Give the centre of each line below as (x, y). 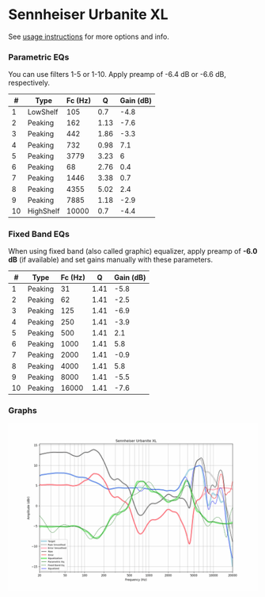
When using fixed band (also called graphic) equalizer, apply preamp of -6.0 (133, 251)
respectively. (29, 83)
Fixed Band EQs (39, 234)
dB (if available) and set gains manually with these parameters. (111, 260)
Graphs (23, 411)
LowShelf (43, 112)
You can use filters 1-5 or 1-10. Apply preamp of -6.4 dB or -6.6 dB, (117, 75)
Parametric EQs (39, 57)
